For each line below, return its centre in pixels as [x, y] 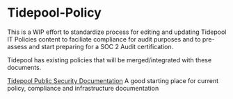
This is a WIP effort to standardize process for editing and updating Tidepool [117, 32]
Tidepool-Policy [55, 13]
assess [17, 46]
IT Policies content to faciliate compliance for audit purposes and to [104, 39]
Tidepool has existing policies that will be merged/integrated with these [110, 60]
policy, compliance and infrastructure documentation [83, 88]
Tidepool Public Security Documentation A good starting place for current [113, 80]
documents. [24, 67]
